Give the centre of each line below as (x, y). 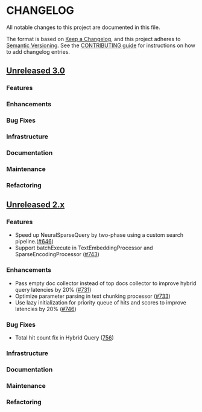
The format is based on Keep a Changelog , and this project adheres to (93, 39)
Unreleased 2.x (36, 205)
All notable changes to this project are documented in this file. (83, 27)
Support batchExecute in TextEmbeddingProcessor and (84, 248)
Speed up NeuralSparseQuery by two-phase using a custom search (99, 235)
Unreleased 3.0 (36, 71)
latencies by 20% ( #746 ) (46, 309)
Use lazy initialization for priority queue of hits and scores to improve (101, 302)
